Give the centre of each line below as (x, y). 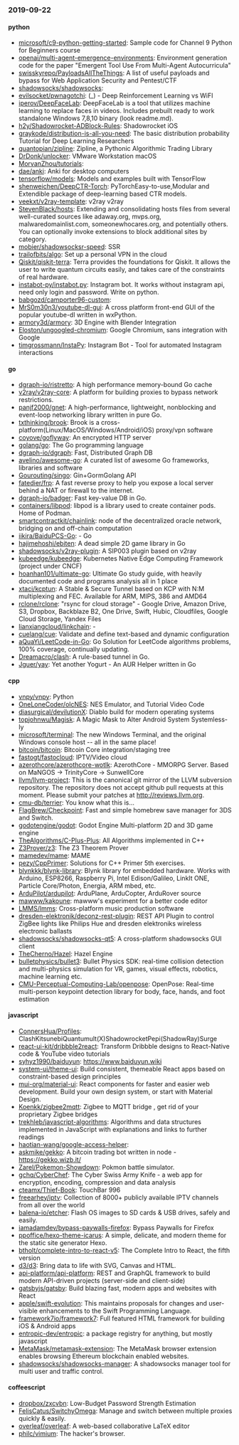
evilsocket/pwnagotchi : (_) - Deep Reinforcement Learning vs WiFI (116, 96)
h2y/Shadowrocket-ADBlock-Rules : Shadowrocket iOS (98, 126)
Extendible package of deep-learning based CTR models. (102, 194)
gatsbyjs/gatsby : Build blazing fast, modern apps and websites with (117, 1288)
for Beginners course (49, 51)
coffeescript (27, 1387)
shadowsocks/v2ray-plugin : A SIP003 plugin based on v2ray (107, 551)
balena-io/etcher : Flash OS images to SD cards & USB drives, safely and (124, 1212)
